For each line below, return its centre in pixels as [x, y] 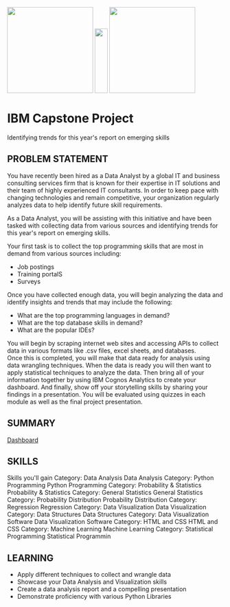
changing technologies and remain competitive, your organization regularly [113, 197]
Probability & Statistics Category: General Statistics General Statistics [105, 493]
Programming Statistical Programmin [59, 536]
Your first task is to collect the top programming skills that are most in [105, 246]
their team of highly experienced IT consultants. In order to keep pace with [113, 190]
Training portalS [40, 274]
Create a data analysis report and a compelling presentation [102, 589]
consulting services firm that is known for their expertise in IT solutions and [114, 183]
